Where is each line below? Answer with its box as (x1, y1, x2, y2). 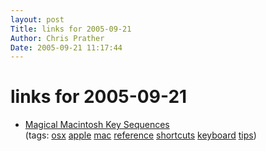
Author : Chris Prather (10, 33, 105, 43)
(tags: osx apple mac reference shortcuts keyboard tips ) (24, 129, 257, 141)
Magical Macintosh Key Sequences (24, 119, 170, 131)
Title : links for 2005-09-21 (10, 24, 132, 34)
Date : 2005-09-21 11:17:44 (10, 42, 123, 53)
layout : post (10, 14, 65, 25)
